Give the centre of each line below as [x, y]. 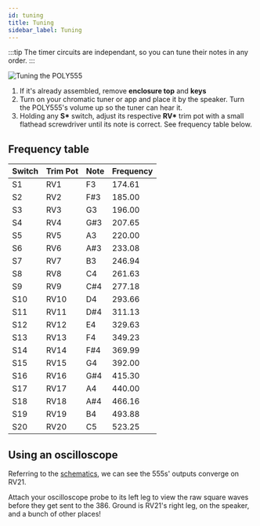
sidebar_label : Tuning [45, 30]
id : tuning [26, 15]
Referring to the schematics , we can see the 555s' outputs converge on [124, 473]
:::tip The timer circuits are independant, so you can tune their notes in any [128, 53]
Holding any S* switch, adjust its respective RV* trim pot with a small [132, 116]
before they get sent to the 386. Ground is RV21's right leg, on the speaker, [129, 506]
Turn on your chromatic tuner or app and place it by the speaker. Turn [132, 100]
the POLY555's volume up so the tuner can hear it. [101, 108]
